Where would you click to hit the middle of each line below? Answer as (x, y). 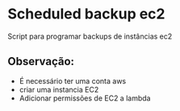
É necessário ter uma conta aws (73, 80)
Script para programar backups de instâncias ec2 (90, 36)
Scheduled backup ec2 (86, 14)
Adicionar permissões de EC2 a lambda (85, 98)
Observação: (41, 62)
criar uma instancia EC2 (59, 89)
